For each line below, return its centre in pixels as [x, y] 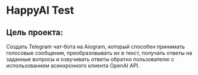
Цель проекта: [35, 32]
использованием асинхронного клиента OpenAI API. [73, 65]
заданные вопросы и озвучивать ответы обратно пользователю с [90, 59]
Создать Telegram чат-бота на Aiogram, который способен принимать [95, 46]
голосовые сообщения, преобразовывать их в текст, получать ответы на [99, 53]
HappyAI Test [40, 10]
